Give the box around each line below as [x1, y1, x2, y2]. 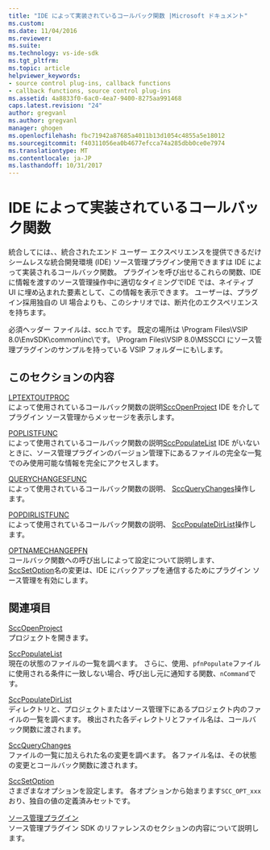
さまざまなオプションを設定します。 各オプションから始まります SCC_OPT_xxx [8, 786, 262, 795]
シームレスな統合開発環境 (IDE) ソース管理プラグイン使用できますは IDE [8, 257, 247, 267]
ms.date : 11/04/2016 [8, 27, 78, 35]
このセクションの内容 [8, 371, 114, 384]
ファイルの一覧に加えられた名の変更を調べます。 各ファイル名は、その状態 [8, 750, 257, 760]
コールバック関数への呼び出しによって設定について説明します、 [8, 555, 219, 565]
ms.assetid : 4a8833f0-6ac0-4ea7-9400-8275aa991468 [8, 94, 182, 102]
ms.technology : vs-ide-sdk [8, 49, 99, 57]
